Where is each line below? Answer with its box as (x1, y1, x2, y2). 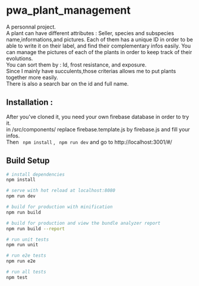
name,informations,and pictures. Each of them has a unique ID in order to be (6, 36, 193, 43)
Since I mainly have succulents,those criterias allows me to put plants (6, 67, 176, 74)
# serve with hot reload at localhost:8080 (6, 188, 116, 194)
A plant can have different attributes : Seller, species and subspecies (6, 29, 174, 36)
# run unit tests (6, 236, 49, 243)
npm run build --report (6, 225, 65, 232)
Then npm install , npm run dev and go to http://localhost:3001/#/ (6, 138, 172, 146)
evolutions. (6, 55, 33, 62)
